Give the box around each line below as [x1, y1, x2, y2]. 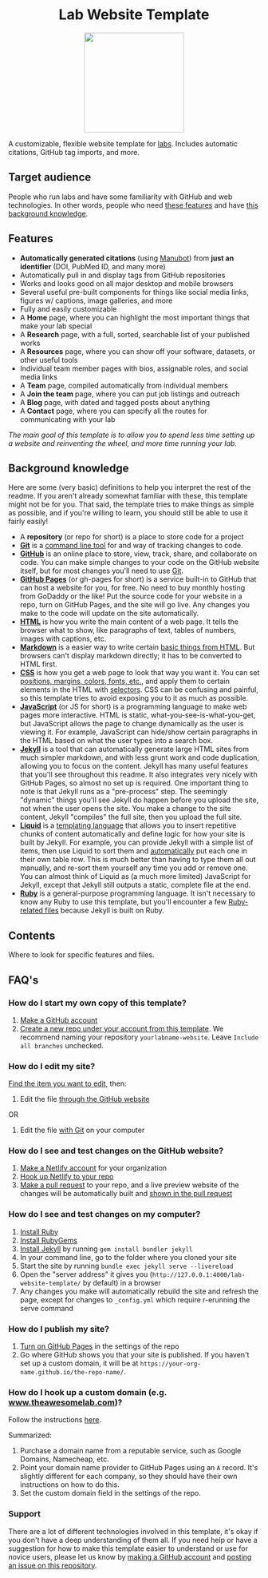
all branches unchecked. [19, 1040, 104, 1050]
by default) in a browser [82, 1278, 162, 1287]
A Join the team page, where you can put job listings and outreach [19, 389, 240, 399]
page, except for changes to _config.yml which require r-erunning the [19, 1294, 250, 1304]
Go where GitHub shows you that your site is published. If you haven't [19, 1350, 250, 1360]
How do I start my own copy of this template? [8, 997, 187, 1008]
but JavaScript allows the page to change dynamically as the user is [19, 719, 244, 729]
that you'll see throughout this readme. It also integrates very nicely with [19, 769, 258, 780]
